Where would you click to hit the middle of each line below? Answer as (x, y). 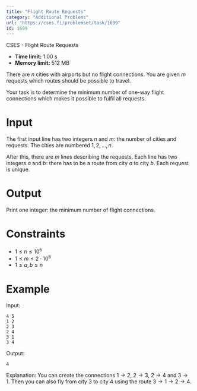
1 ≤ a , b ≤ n (29, 265)
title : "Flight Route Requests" (46, 12)
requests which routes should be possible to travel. (69, 81)
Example (28, 289)
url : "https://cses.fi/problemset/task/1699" (63, 23)
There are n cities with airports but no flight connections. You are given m (96, 74)
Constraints (36, 234)
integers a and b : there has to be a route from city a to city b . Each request (97, 163)
